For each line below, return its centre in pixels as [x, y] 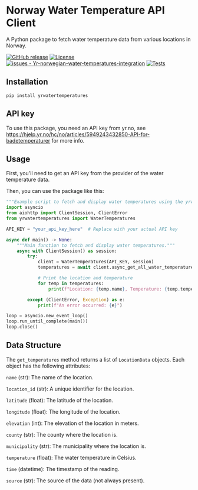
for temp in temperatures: [71, 283]
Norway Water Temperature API [85, 10]
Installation [27, 82]
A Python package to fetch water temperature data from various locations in [98, 39]
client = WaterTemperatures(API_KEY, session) [96, 262]
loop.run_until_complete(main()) [47, 321]
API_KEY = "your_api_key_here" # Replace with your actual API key [92, 229]
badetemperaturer [28, 140]
